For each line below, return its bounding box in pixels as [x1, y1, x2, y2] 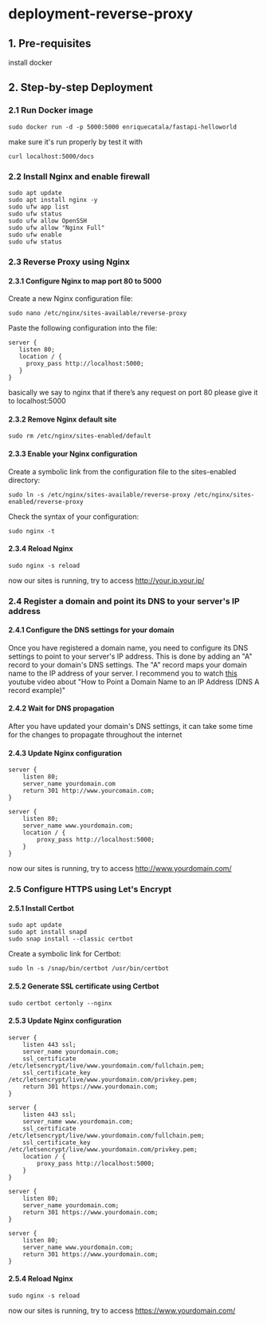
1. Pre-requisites [8, 37, 92, 50]
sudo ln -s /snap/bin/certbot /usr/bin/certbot [8, 965, 170, 972]
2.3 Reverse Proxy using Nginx [8, 256, 130, 267]
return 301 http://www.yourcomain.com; [22, 787, 155, 795]
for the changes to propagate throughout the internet [8, 730, 183, 739]
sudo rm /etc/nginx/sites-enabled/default [8, 432, 151, 440]
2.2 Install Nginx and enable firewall [8, 171, 150, 182]
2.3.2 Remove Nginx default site [8, 414, 117, 424]
